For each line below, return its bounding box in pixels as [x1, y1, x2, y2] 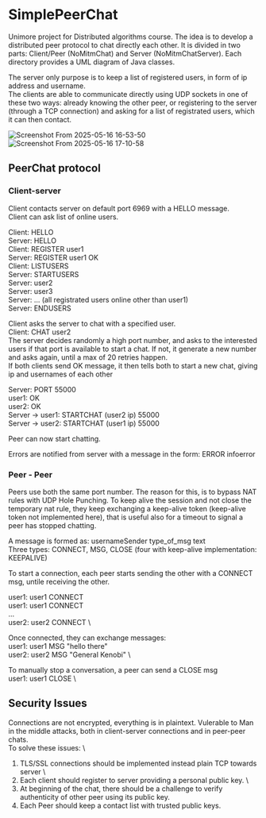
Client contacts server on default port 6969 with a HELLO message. [8, 203, 230, 213]
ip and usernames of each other [8, 369, 114, 379]
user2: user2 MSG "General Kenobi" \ [8, 650, 131, 659]
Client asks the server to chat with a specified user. [8, 318, 176, 328]
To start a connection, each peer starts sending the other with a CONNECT [8, 568, 253, 577]
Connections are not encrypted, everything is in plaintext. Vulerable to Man [8, 717, 254, 727]
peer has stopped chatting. [8, 520, 97, 530]
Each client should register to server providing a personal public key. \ [19, 775, 249, 785]
